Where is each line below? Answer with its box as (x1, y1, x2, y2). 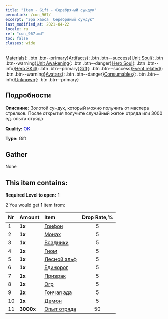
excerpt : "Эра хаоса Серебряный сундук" (5, 17, 95, 22)
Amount (19, 214, 40, 221)
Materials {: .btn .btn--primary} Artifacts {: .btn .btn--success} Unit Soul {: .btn (5, 55, 164, 61)
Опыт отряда (44, 306, 76, 313)
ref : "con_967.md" (5, 31, 44, 36)
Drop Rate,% (81, 214, 113, 221)
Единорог (44, 264, 69, 271)
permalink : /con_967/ (5, 12, 51, 17)
